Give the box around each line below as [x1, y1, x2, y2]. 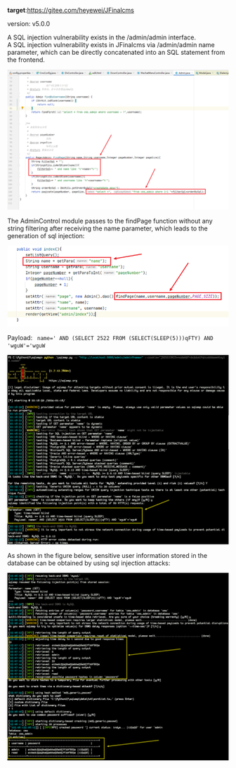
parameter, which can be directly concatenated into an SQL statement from [7, 48, 225, 56]
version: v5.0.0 [7, 20, 51, 27]
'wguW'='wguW [7, 342, 46, 350]
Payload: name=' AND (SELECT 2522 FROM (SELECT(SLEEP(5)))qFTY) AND [7, 334, 214, 342]
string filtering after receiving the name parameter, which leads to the [7, 224, 209, 233]
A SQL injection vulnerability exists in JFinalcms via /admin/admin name [7, 41, 216, 48]
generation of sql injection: [7, 232, 85, 240]
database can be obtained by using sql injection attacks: [7, 559, 171, 568]
